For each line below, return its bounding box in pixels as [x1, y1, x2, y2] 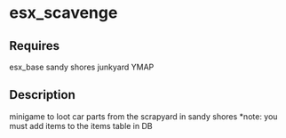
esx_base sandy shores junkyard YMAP [9, 61, 155, 72]
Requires [9, 38, 60, 53]
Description [9, 87, 75, 102]
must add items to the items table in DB [9, 120, 153, 131]
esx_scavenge [9, 3, 118, 23]
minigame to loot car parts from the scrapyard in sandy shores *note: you [9, 110, 278, 122]
